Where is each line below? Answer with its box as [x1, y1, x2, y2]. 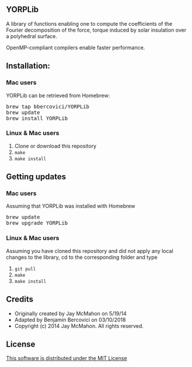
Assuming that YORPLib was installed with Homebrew [6, 203, 135, 210]
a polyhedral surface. [6, 32, 57, 40]
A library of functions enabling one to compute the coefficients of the [6, 20, 173, 27]
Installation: [6, 61, 51, 71]
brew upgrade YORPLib [6, 219, 68, 227]
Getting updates [6, 172, 66, 182]
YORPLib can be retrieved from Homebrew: [6, 92, 110, 99]
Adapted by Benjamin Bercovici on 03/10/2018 [14, 316, 126, 323]
